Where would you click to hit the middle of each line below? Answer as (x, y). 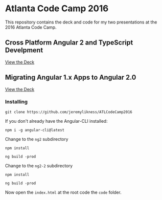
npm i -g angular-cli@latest (35, 130)
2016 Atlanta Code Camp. (31, 27)
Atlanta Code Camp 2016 (57, 9)
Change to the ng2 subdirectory (37, 139)
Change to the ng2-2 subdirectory (39, 166)
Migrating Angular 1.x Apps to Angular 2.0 (70, 78)
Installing (16, 102)
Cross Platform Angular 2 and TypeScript (69, 43)
